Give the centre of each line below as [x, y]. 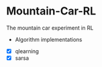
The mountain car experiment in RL [50, 28]
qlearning [27, 51]
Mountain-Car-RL [51, 11]
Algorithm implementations [49, 39]
